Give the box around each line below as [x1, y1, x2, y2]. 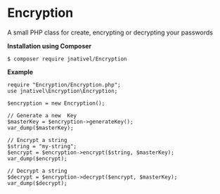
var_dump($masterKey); [7, 124, 74, 131]
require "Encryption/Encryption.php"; [7, 81, 121, 89]
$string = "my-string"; [7, 143, 77, 150]
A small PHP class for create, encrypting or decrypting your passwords [7, 28, 213, 37]
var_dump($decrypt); [7, 179, 68, 187]
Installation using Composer [7, 41, 92, 50]
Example [7, 67, 34, 76]
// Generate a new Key [7, 112, 77, 119]
